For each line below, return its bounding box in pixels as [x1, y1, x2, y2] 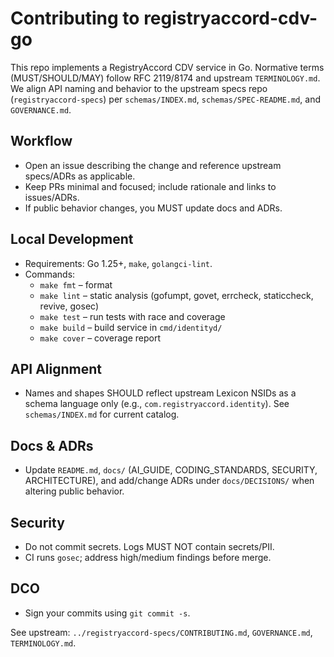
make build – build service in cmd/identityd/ [39, 321, 223, 333]
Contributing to [10, 7, 140, 30]
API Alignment [10, 360, 102, 377]
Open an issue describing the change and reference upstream [24, 159, 282, 171]
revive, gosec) [39, 300, 99, 312]
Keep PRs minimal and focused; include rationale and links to [24, 180, 277, 192]
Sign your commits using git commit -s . [24, 607, 191, 619]
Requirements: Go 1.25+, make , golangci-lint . [24, 257, 213, 269]
